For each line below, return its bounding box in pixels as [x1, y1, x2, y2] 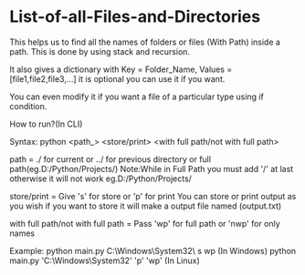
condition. [9, 100, 47, 111]
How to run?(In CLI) [9, 118, 83, 129]
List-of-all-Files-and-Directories [9, 6, 261, 27]
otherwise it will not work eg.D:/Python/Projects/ [9, 173, 192, 184]
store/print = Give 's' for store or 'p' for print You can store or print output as [9, 190, 297, 201]
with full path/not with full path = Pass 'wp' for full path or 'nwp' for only [9, 218, 280, 229]
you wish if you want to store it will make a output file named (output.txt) [9, 200, 282, 211]
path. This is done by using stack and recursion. [9, 46, 190, 56]
